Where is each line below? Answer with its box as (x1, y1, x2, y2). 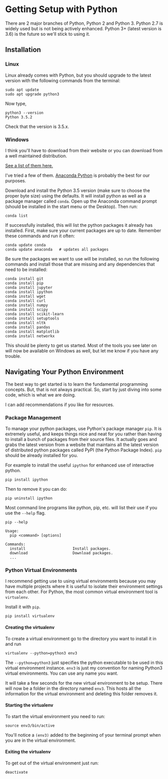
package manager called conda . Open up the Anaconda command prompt (5, 198, 157, 204)
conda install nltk (5, 320, 46, 326)
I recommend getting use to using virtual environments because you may (5, 578, 156, 584)
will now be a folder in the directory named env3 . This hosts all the (5, 685, 141, 691)
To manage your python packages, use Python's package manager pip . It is (5, 426, 162, 432)
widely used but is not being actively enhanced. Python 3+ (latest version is (5, 25, 162, 31)
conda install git (5, 276, 44, 281)
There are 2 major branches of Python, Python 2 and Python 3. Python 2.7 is (5, 20, 163, 26)
